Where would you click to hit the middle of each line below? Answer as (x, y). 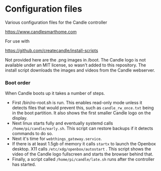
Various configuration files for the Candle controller (56, 22)
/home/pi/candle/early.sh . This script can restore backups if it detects (82, 128)
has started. (24, 164)
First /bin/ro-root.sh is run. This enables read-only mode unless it (77, 103)
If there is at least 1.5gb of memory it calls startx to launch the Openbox (84, 144)
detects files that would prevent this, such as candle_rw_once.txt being (83, 108)
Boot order (18, 82)
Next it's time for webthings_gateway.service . (57, 139)
